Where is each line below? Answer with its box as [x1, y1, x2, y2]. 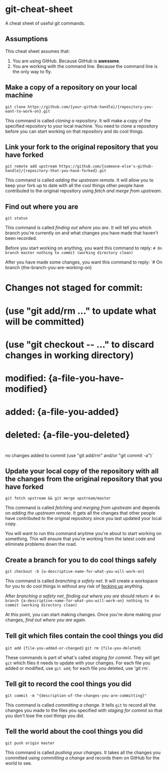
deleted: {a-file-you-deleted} [5, 429, 130, 441]
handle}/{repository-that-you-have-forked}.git [5, 168, 107, 174]
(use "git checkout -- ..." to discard [5, 338, 154, 350]
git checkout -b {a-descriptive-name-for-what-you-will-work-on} [5, 569, 144, 574]
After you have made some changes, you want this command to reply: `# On [5, 259, 163, 265]
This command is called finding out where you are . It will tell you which [5, 225, 152, 231]
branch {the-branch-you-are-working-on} [5, 265, 92, 271]
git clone [5, 104, 26, 109]
